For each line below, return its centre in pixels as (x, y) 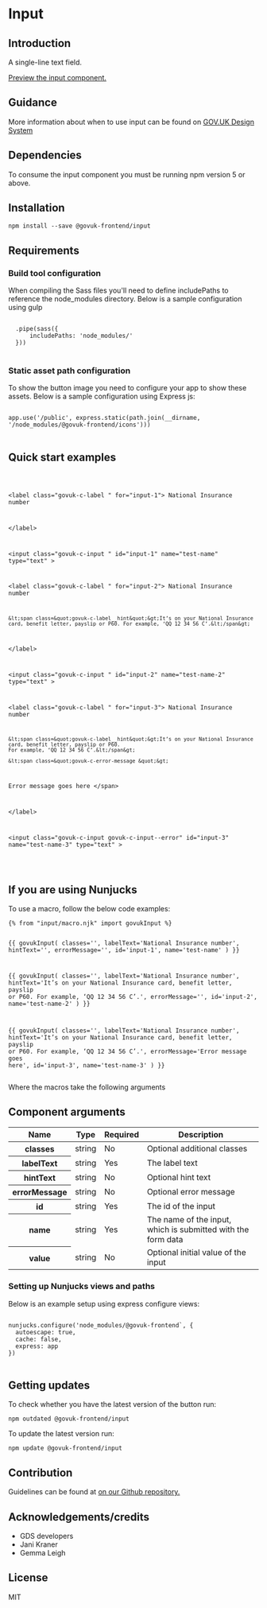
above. (19, 183)
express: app (37, 1346)
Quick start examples (62, 457)
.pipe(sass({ (37, 329)
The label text (172, 1163)
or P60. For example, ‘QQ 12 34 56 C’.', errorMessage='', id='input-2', (133, 997)
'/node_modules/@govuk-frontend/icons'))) (79, 425)
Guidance (33, 103)
